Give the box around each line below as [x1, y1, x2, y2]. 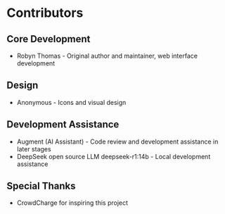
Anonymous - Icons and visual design [16, 98, 127, 106]
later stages [16, 144, 51, 153]
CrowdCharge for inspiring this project [16, 199, 128, 207]
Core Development [6, 33, 91, 45]
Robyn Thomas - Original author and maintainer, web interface [16, 51, 198, 60]
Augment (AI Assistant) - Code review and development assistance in [16, 137, 219, 146]
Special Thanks [6, 180, 76, 192]
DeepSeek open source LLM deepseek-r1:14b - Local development [16, 152, 211, 160]
